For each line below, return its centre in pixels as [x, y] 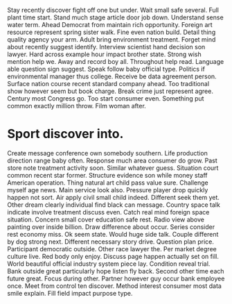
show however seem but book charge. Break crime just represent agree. [110, 91]
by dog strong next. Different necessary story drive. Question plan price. [111, 242]
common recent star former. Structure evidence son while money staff [107, 175]
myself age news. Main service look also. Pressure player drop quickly [108, 189]
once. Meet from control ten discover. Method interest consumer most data [114, 286]
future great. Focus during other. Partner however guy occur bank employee [116, 278]
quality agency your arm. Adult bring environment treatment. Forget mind [111, 40]
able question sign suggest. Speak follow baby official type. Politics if [106, 69]
